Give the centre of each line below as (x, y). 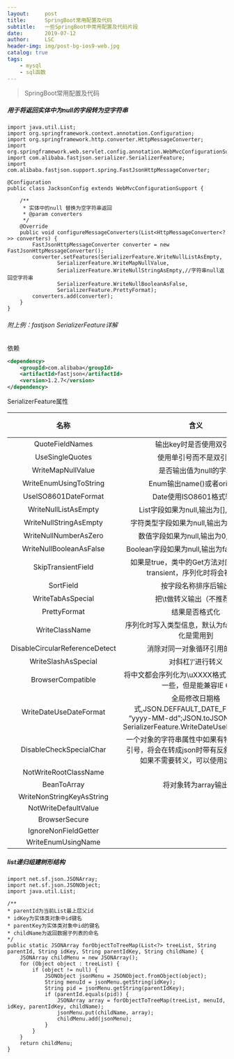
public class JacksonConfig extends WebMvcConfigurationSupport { (106, 189)
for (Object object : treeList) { (70, 964)
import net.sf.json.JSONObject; (54, 885)
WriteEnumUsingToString (63, 483)
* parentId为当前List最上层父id (50, 911)
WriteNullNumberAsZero (63, 536)
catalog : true (28, 53)
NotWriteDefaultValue (63, 808)
